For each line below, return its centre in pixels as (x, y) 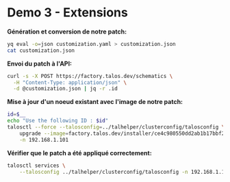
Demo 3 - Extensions (67, 13)
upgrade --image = (44, 133)
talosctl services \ (37, 166)
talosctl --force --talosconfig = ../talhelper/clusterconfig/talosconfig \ (116, 127)
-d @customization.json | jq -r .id (65, 89)
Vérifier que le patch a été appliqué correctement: (79, 153)
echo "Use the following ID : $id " (58, 121)
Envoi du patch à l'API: (40, 64)
